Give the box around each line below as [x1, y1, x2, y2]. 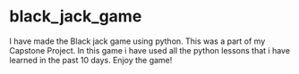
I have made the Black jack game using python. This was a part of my [9, 36, 266, 46]
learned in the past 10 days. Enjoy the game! [9, 54, 173, 65]
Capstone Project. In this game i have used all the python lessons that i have [9, 45, 291, 55]
